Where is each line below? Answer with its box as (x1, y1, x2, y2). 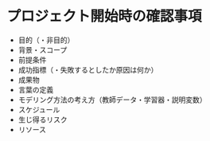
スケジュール (17, 104, 60, 114)
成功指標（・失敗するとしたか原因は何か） (17, 65, 158, 74)
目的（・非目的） (17, 35, 75, 45)
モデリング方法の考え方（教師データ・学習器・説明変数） (17, 95, 207, 104)
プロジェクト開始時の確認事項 (6, 7, 203, 25)
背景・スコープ (17, 45, 68, 54)
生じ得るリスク (17, 115, 68, 124)
